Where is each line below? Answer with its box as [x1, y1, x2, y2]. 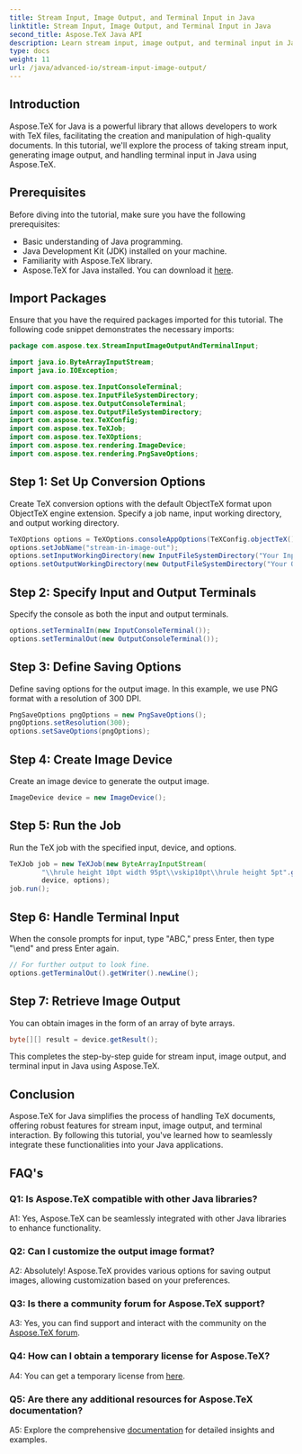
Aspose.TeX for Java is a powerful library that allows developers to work [9, 121, 278, 131]
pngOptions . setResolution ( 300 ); [9, 718, 130, 727]
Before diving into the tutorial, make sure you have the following [9, 209, 245, 220]
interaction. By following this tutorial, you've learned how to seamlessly [9, 1130, 273, 1141]
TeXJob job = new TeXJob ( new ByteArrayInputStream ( [9, 859, 207, 869]
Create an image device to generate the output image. [9, 775, 209, 786]
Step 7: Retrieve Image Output [9, 994, 182, 1009]
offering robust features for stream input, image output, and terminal [9, 1120, 262, 1131]
